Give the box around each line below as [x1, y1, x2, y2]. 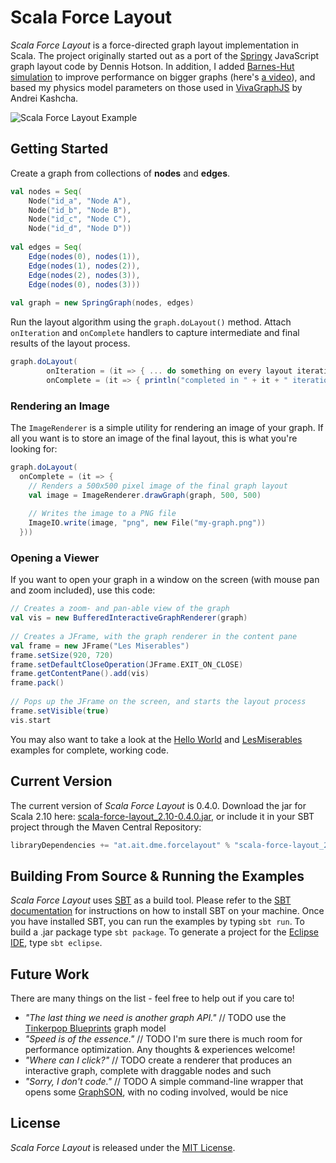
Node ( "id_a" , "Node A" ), [28, 196, 132, 206]
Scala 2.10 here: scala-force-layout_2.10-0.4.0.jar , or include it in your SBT [10, 810, 315, 822]
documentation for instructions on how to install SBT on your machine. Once [10, 905, 325, 917]
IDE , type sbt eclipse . [10, 937, 103, 949]
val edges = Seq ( [10, 242, 83, 252]
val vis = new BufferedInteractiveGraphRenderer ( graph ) [10, 613, 248, 623]
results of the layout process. [10, 337, 131, 350]
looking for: [10, 443, 58, 455]
